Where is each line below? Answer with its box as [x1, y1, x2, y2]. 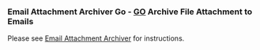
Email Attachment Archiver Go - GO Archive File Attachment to [7, 6, 253, 17]
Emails [7, 16, 34, 27]
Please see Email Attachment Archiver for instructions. [7, 34, 185, 43]
